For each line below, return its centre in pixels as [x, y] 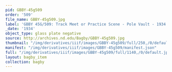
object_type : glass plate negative [43, 33]
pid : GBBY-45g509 [24, 10]
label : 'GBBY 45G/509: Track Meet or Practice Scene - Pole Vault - [80, 24]
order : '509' [19, 15]
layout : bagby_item [26, 57]
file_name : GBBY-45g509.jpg [35, 19]
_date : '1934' [20, 29]
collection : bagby [25, 62]
